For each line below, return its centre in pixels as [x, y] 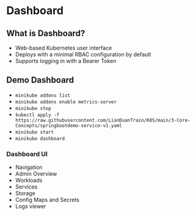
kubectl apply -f [37, 115]
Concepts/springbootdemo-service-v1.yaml [68, 125]
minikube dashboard [40, 138]
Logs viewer [31, 206]
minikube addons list [42, 95]
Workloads [29, 181]
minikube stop [33, 108]
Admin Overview [36, 174]
